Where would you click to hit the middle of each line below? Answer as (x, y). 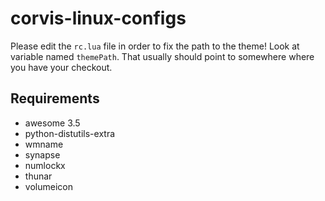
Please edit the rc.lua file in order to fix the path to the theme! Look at (155, 46)
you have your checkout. (61, 67)
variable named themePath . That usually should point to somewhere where (162, 56)
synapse (42, 154)
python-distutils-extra (70, 133)
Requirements (55, 98)
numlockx (45, 165)
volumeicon (48, 186)
